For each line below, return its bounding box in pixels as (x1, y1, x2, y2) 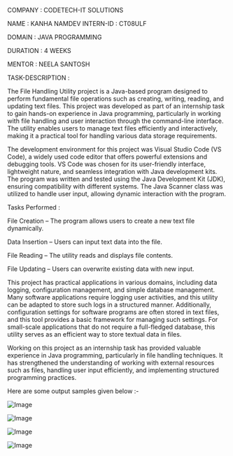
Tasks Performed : (7, 203, 61, 212)
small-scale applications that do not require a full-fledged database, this (7, 323, 216, 331)
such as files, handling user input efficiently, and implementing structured (7, 366, 219, 374)
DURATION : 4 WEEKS (7, 47, 71, 54)
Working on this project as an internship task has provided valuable (7, 344, 202, 352)
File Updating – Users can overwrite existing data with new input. (7, 265, 195, 273)
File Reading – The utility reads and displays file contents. (7, 251, 174, 259)
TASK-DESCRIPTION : (7, 73, 70, 82)
